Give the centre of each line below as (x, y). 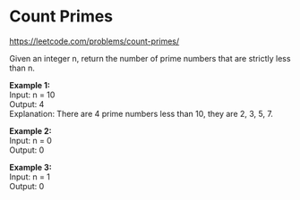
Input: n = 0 (30, 140)
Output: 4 (27, 104)
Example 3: (30, 167)
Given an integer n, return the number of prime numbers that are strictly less (150, 58)
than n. (22, 68)
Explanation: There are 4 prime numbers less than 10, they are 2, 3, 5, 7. (141, 113)
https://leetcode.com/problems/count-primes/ (94, 41)
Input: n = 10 (32, 95)
